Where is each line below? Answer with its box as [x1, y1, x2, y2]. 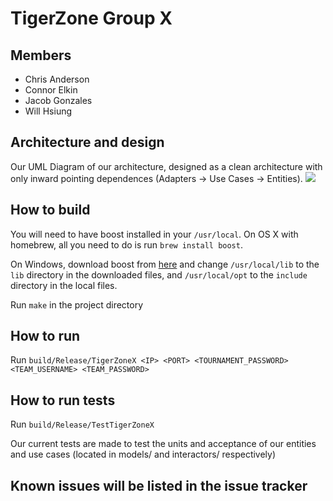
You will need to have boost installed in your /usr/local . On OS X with [10, 228, 299, 240]
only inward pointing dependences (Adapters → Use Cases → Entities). [10, 172, 303, 184]
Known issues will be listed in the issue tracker [10, 477, 308, 494]
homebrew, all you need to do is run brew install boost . [10, 238, 243, 251]
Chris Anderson [24, 73, 90, 85]
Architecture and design [10, 134, 165, 151]
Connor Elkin [24, 84, 78, 96]
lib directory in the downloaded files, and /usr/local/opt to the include [10, 268, 308, 281]
